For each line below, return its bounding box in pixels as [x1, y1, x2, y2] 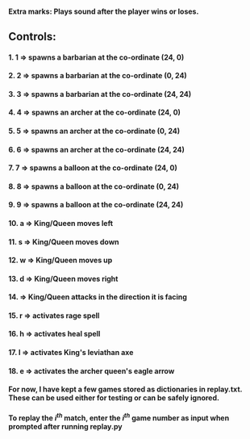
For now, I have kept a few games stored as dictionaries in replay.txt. [8, 384, 243, 395]
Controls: [8, 29, 56, 44]
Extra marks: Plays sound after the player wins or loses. [8, 6, 199, 16]
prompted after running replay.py [8, 421, 123, 431]
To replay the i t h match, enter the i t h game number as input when [8, 412, 230, 423]
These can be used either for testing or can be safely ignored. [8, 393, 220, 403]
